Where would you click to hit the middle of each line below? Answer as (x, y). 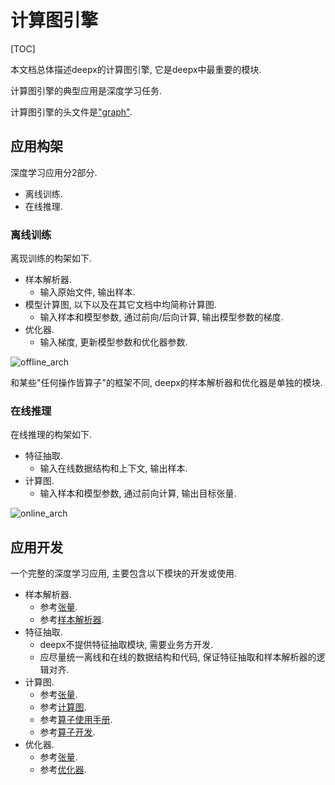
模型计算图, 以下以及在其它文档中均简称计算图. (120, 305)
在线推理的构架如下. (51, 435)
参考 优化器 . (63, 770)
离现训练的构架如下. (51, 258)
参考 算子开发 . (67, 732)
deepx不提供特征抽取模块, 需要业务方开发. (126, 645)
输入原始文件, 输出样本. (87, 292)
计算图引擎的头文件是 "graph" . (71, 112)
